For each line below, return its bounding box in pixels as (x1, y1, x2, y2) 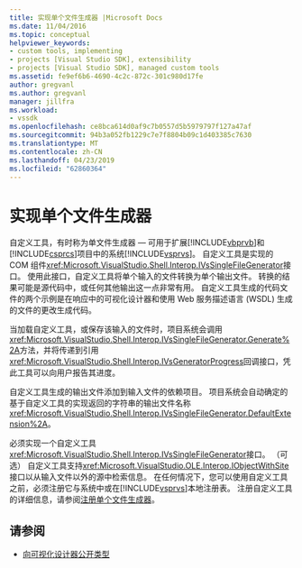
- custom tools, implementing (9, 47, 124, 56)
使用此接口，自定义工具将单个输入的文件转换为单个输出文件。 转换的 (26, 271, 282, 282)
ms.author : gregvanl (9, 88, 87, 97)
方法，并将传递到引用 (19, 344, 99, 356)
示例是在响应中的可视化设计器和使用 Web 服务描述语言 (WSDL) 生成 (40, 294, 293, 305)
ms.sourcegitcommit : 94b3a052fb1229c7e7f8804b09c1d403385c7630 (9, 131, 252, 140)
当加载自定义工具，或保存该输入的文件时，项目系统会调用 (9, 324, 223, 334)
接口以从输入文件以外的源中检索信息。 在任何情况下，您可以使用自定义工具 (9, 472, 288, 482)
